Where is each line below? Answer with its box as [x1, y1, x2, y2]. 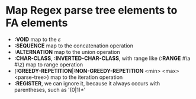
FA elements [5, 16, 68, 30]
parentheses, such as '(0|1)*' [14, 86, 86, 93]
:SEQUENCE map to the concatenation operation [14, 42, 134, 49]
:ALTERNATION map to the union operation [14, 48, 120, 55]
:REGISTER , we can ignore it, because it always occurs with [14, 79, 160, 87]
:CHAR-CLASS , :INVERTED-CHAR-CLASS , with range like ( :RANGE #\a [14, 55, 191, 62]
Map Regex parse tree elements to [5, 4, 178, 17]
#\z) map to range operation [14, 60, 83, 68]
